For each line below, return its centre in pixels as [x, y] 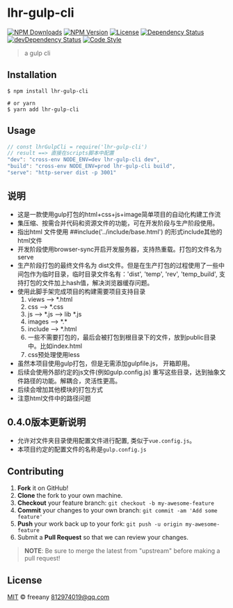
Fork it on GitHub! [43, 488]
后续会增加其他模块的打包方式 [60, 389]
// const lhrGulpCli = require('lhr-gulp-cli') [78, 147]
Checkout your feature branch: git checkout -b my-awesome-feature [115, 503]
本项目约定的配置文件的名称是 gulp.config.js [82, 449]
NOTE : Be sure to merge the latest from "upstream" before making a [122, 551]
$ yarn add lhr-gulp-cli [43, 109]
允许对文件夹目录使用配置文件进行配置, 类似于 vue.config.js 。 [106, 440]
